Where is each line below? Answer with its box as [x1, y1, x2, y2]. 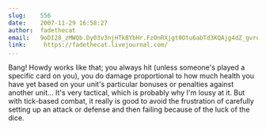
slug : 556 [8, 11, 51, 20]
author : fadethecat [8, 26, 77, 34]
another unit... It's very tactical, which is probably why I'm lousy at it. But [8, 88, 245, 97]
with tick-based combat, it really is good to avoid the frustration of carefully [8, 97, 255, 106]
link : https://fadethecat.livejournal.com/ [8, 41, 169, 49]
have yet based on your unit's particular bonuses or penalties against [8, 80, 234, 89]
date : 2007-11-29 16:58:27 [8, 19, 108, 27]
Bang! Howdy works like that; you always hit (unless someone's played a [8, 63, 245, 72]
